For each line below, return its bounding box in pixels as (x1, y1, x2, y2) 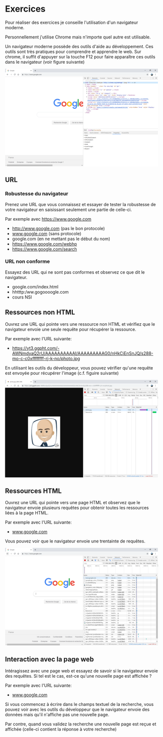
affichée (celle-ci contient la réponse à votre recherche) (5, 726, 117, 732)
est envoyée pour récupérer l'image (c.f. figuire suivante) (5, 370, 119, 376)
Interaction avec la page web (5, 655, 94, 663)
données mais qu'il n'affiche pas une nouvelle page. (5, 712, 110, 718)
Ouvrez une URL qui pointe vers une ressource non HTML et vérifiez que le (5, 321, 155, 327)
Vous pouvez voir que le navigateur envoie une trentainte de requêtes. (5, 538, 146, 544)
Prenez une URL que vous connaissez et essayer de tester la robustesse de (5, 201, 156, 207)
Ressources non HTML (5, 308, 75, 316)
